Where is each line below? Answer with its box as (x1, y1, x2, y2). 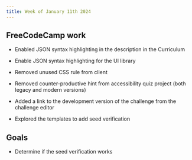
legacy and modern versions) (14, 86, 87, 94)
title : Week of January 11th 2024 (6, 8, 92, 15)
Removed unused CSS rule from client (14, 69, 108, 76)
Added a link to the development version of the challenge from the (14, 98, 177, 105)
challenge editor (14, 104, 55, 111)
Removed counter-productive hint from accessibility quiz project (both (14, 80, 186, 87)
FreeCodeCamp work (6, 31, 86, 41)
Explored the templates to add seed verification (14, 115, 131, 122)
